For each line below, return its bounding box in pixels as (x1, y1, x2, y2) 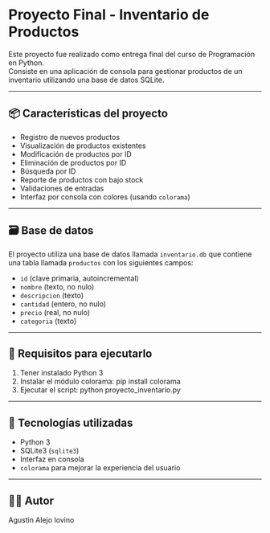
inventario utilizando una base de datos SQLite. (8, 75, 165, 84)
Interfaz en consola (19, 454, 84, 464)
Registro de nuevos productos (19, 132, 121, 141)
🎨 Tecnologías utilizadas (8, 416, 133, 429)
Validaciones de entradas (19, 183, 104, 193)
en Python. (8, 58, 44, 68)
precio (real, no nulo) (19, 307, 91, 317)
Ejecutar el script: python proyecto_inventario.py (19, 385, 181, 395)
